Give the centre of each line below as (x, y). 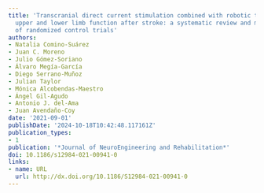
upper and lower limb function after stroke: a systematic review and (133, 23)
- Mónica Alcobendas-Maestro (56, 89)
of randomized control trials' (66, 30)
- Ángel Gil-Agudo (38, 96)
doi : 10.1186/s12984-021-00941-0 (63, 154)
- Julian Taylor (35, 81)
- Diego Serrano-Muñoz (45, 74)
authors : (22, 37)
